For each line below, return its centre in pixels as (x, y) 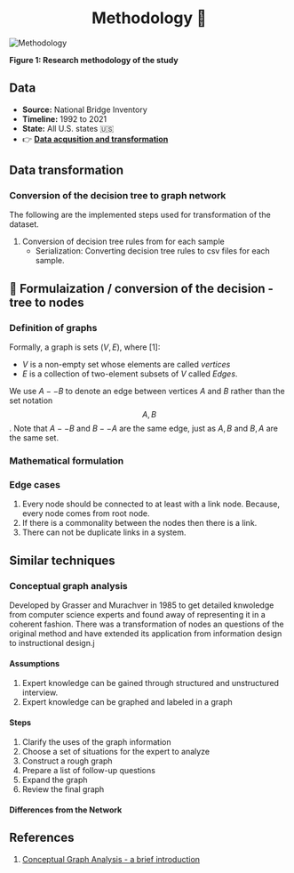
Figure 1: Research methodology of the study (94, 60)
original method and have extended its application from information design (146, 634)
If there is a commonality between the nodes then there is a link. (139, 523)
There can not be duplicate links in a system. (104, 532)
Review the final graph (63, 789)
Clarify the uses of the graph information (96, 742)
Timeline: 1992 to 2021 (64, 118)
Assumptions (35, 663)
